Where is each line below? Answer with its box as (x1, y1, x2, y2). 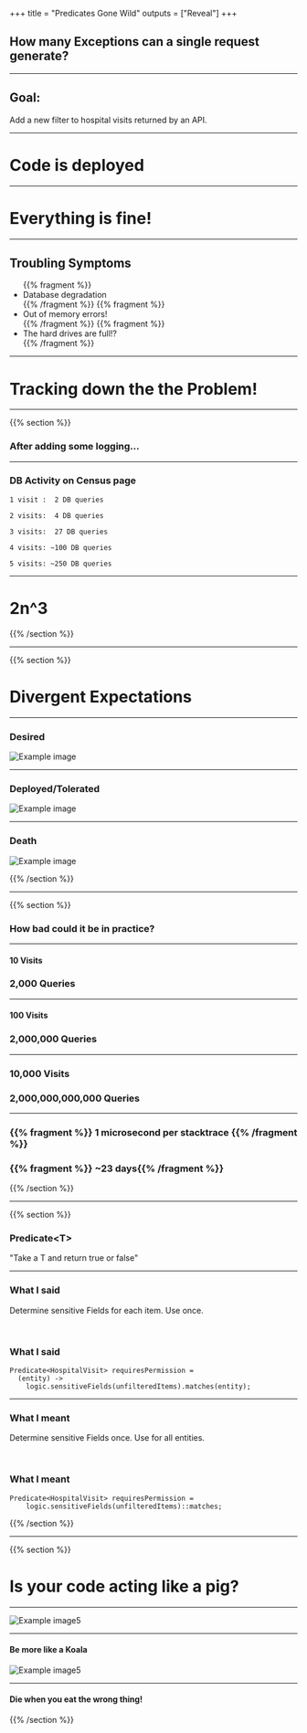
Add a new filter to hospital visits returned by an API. (9, 114, 207, 125)
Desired (9, 730, 46, 743)
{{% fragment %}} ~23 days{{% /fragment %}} (9, 1162, 224, 1175)
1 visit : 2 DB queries (9, 495, 104, 504)
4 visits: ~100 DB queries (9, 543, 112, 552)
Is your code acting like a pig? (9, 1576, 239, 1597)
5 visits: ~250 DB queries (9, 559, 112, 568)
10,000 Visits (9, 1067, 70, 1080)
